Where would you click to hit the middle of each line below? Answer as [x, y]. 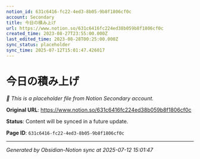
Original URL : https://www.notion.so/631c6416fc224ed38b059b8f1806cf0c [99, 110]
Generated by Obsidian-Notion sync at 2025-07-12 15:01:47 [80, 150]
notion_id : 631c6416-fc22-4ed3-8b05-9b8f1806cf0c [69, 12]
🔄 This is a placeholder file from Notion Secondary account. [80, 98]
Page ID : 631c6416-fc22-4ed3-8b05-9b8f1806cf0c [65, 133]
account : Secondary [30, 17]
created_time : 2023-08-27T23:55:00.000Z [57, 34]
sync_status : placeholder [38, 45]
